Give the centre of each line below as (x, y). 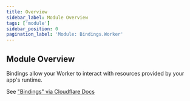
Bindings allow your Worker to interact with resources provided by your (95, 73)
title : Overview (27, 12)
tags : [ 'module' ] (28, 23)
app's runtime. (24, 80)
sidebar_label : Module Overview (47, 18)
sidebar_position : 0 (32, 29)
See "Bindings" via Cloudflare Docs (51, 91)
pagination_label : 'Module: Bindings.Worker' (65, 34)
